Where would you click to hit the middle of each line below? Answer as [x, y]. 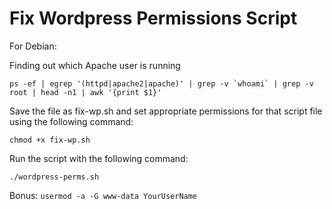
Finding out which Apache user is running [95, 65]
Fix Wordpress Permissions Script [153, 18]
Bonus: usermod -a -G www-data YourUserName [103, 195]
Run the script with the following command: [99, 158]
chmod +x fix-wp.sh [50, 140]
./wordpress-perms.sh [54, 177]
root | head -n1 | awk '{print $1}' [85, 92]
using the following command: [71, 121]
